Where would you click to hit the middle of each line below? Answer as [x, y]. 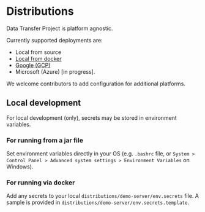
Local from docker [39, 58]
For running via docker [41, 183]
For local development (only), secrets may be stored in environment [92, 117]
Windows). [20, 167]
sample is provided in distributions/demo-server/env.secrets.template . [98, 202]
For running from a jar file [45, 140]
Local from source [38, 52]
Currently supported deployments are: [54, 40]
